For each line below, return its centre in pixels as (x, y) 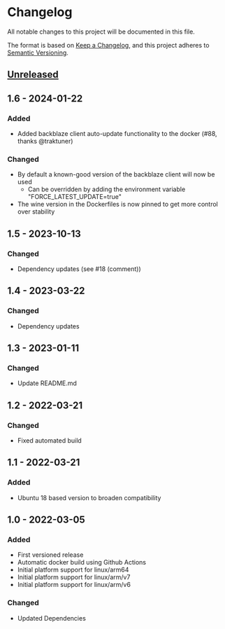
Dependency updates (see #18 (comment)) (79, 269)
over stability (36, 212)
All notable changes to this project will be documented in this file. (101, 32)
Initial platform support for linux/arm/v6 (74, 585)
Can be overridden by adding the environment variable (107, 189)
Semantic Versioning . (38, 53)
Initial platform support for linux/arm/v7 (74, 577)
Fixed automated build (49, 441)
